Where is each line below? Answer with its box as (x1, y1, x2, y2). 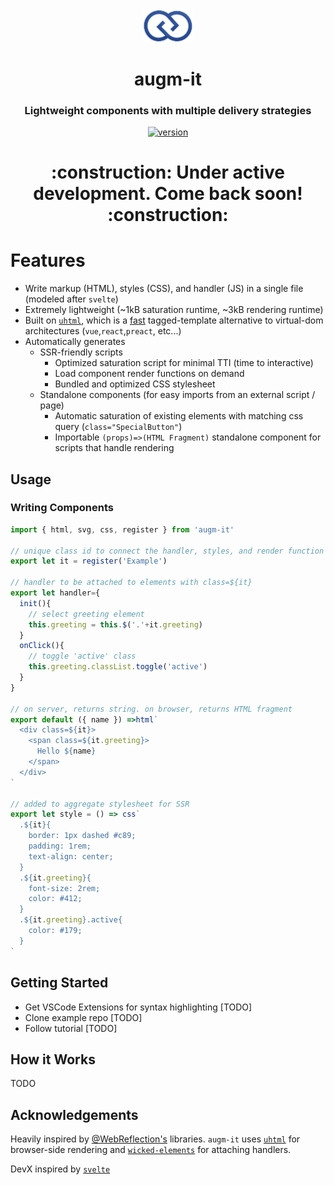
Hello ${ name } (36, 746, 97, 757)
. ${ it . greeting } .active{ (19, 915, 123, 925)
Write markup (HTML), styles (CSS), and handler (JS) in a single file (24, 283, 304, 295)
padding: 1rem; (28, 841, 92, 852)
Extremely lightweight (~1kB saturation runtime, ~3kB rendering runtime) (24, 304, 324, 316)
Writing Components (10, 501, 114, 515)
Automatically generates (24, 336, 126, 348)
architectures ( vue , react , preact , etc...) (24, 325, 182, 337)
